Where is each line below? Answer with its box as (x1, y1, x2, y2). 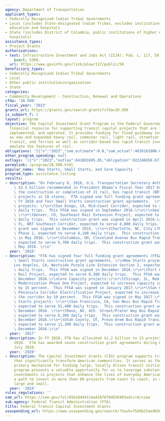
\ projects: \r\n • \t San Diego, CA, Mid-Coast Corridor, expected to (14, 203, 157, 209)
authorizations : (5, 48, 38, 53)
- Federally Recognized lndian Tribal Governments (5, 16, 111, 21)
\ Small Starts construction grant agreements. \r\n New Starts (14, 258, 146, 263)
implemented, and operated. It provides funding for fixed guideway (9, 131, 153, 135)
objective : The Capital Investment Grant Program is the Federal (5, 121, 141, 126)
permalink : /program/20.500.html (5, 162, 74, 167)
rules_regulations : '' (5, 391, 52, 395)
